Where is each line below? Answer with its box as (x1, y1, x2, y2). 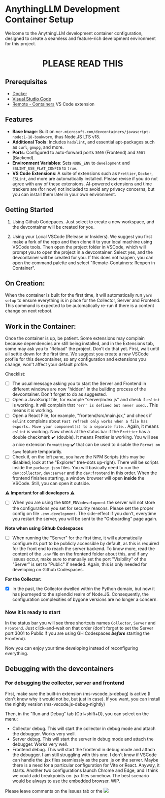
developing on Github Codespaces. (12, 566, 84, 572)
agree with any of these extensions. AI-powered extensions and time (12, 181, 152, 187)
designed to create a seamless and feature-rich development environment (5, 35, 156, 41)
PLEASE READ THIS (42, 58, 124, 69)
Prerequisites (5, 77, 47, 86)
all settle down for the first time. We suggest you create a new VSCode (5, 351, 149, 357)
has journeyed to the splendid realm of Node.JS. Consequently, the (12, 591, 149, 597)
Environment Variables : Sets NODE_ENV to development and (12, 160, 130, 166)
